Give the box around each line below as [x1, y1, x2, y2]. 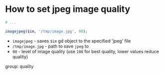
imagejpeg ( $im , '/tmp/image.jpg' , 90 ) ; [5, 29, 88, 34]
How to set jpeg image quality [5, 3, 131, 15]
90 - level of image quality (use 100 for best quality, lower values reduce [12, 48, 159, 54]
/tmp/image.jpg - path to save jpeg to [12, 43, 89, 49]
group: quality [5, 63, 34, 69]
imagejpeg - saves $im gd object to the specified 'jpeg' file [12, 38, 131, 44]
